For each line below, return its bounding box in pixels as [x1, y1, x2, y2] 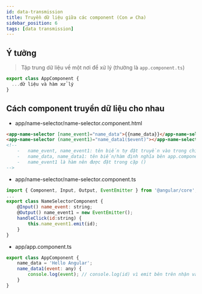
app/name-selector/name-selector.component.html [14, 119, 142, 127]
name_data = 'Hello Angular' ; [17, 260, 93, 266]
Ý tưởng [6, 48, 37, 58]
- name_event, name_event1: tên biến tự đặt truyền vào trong [17, 148, 187, 154]
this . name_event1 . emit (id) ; [28, 220, 98, 227]
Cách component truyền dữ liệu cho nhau [6, 104, 165, 114]
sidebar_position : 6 [6, 20, 58, 26]
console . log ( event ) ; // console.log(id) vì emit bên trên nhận [28, 272, 189, 278]
